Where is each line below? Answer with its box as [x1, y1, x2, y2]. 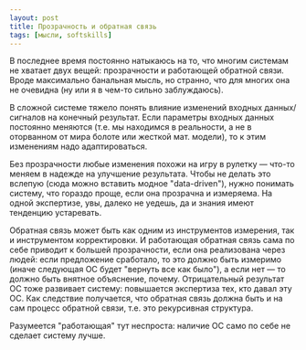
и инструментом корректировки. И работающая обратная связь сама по [9, 235, 295, 246]
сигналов [9, 111, 47, 123]
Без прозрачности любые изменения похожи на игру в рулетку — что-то [9, 159, 295, 170]
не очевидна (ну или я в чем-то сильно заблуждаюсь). [9, 84, 224, 96]
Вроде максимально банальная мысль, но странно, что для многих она [9, 75, 290, 86]
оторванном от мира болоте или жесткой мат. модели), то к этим [9, 132, 267, 143]
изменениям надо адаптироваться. [9, 141, 148, 152]
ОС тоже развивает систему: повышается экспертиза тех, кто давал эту [9, 283, 292, 294]
